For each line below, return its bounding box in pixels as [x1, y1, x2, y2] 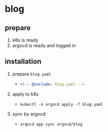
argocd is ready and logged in [12, 42, 76, 49]
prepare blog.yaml [12, 71, 51, 77]
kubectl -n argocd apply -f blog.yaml [20, 102, 103, 107]
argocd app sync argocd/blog [20, 121, 83, 127]
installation [5, 57, 42, 66]
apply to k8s [12, 91, 39, 97]
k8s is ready [12, 37, 39, 43]
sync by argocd [12, 111, 46, 117]
